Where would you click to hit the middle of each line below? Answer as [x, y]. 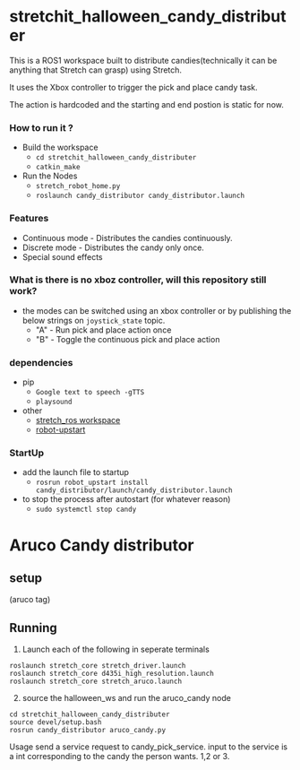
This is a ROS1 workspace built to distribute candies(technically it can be [143, 60]
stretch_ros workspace [78, 420]
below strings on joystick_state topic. [94, 320]
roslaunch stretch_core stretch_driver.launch [98, 666]
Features [29, 219]
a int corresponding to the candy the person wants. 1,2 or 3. [120, 757]
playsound [54, 402]
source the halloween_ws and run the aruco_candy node [126, 698]
